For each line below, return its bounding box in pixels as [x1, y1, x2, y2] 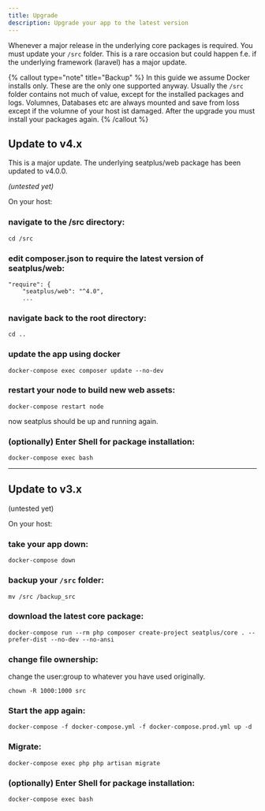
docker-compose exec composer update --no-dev [8, 366, 164, 374]
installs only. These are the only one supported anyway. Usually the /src [8, 80, 244, 91]
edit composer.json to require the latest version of [8, 253, 204, 264]
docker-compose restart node [8, 403, 104, 411]
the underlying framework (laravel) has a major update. [8, 57, 188, 67]
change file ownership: [8, 653, 99, 664]
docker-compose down [8, 556, 77, 564]
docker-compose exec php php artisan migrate [8, 759, 160, 767]
